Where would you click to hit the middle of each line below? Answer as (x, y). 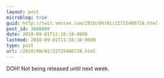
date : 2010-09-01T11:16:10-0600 (47, 34)
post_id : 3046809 (28, 29)
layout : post (23, 12)
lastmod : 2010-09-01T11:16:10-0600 (51, 40)
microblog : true (27, 18)
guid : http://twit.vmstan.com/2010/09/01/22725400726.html (82, 23)
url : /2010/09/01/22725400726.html (51, 51)
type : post (20, 46)
